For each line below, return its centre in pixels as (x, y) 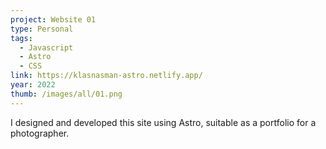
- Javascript (46, 47)
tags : (21, 38)
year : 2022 (33, 85)
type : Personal (42, 29)
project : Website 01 (53, 19)
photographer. (40, 133)
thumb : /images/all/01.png (66, 94)
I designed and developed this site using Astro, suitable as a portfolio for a (163, 122)
